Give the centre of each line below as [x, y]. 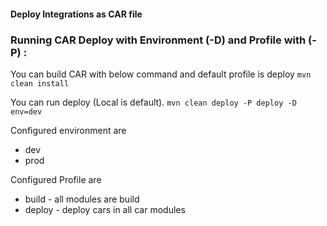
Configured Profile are [56, 179]
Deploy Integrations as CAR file [76, 14]
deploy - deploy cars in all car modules [105, 209]
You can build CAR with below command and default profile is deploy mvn [161, 74]
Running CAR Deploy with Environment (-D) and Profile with [158, 40]
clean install [40, 83]
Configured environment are [68, 130]
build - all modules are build [82, 199]
